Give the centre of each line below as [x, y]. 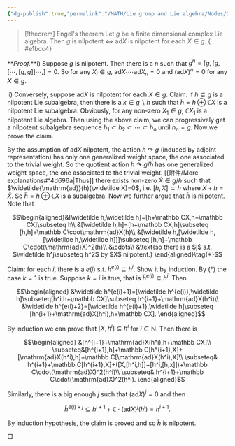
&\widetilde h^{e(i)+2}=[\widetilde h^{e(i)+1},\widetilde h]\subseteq [117, 306]
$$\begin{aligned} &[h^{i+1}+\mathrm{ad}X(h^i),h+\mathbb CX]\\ [117, 343]
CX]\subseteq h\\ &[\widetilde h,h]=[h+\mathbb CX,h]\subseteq [117, 225]
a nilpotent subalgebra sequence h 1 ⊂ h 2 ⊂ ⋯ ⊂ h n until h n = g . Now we [113, 128]
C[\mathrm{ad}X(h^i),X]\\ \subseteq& [164, 357]
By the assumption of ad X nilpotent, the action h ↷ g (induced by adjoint [112, 150]
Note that [21, 204]
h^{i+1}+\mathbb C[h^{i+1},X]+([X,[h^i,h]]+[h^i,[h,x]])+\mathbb [117, 365]
